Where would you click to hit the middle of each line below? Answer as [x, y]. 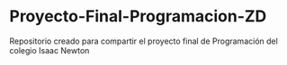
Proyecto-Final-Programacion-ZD [138, 16]
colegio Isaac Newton [49, 50]
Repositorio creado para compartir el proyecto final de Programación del [144, 41]
